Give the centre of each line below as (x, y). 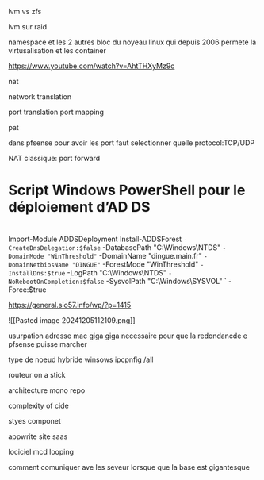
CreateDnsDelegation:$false (55, 248)
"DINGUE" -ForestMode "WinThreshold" (135, 264)
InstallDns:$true (37, 274)
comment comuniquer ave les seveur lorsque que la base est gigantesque (129, 467)
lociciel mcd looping (41, 452)
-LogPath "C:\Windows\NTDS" (117, 273)
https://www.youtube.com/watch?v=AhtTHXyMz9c (92, 66)
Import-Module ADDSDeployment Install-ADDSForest (95, 239)
